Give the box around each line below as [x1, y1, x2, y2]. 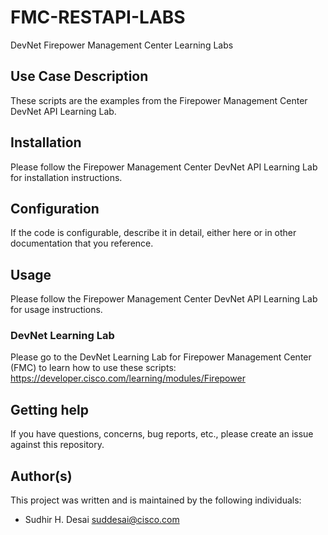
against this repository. [10, 439, 105, 451]
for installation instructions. [10, 171, 123, 183]
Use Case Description [10, 68, 149, 85]
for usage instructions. [10, 304, 103, 316]
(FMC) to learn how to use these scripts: [10, 362, 177, 374]
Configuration [10, 200, 100, 217]
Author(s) [10, 467, 73, 485]
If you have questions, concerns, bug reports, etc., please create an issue [10, 428, 314, 440]
